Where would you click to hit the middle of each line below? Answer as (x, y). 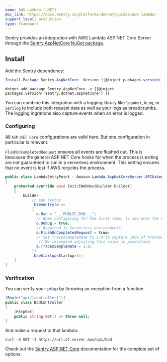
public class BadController (34, 302)
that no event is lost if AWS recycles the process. (55, 168)
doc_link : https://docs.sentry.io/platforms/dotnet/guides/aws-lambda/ (81, 14)
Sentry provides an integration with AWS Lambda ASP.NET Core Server (78, 38)
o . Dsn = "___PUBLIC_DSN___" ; (67, 214)
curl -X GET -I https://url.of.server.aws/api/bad (59, 340)
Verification (20, 278)
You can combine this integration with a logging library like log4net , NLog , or (83, 102)
